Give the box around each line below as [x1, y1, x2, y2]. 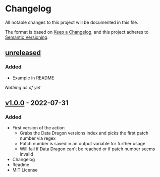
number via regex [19, 135, 56, 141]
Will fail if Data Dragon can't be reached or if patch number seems [19, 146, 155, 152]
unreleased [5, 49, 41, 57]
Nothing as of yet [5, 84, 41, 90]
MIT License [12, 167, 38, 173]
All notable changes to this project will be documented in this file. [5, 19, 139, 25]
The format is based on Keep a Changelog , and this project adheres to [5, 29, 149, 35]
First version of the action [12, 125, 65, 131]
